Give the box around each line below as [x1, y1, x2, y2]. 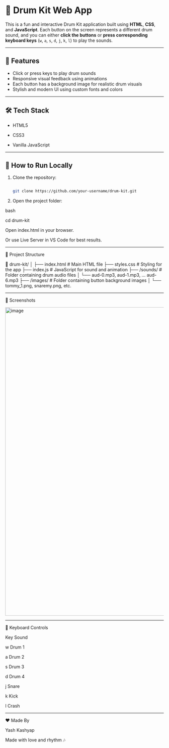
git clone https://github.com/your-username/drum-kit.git [12, 189, 137, 194]
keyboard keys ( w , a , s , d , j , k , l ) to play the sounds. [5, 37, 113, 43]
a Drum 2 [5, 654, 25, 660]
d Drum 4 [5, 674, 25, 680]
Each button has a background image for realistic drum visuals [12, 81, 142, 87]
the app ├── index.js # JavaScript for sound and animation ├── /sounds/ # [5, 267, 162, 273]
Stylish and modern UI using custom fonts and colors [12, 86, 123, 92]
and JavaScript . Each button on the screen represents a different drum [5, 26, 152, 32]
